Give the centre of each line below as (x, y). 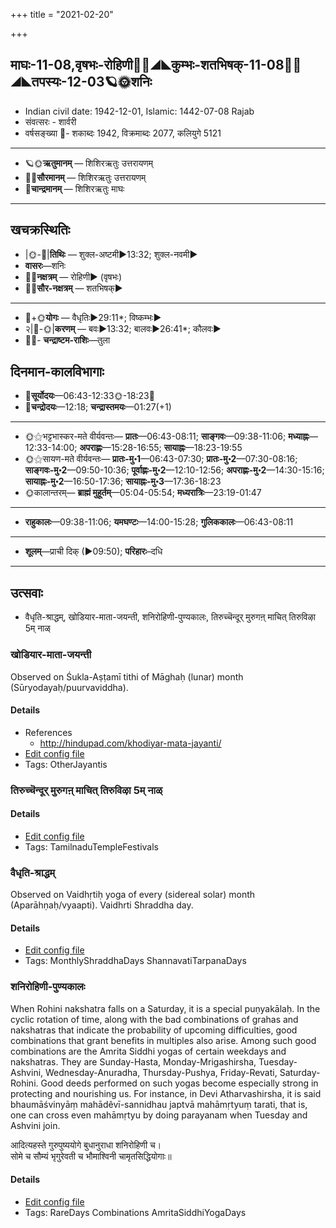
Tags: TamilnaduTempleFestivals (91, 846)
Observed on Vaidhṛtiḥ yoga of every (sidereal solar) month (133, 895)
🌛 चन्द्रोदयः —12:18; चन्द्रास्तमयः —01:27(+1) (98, 407)
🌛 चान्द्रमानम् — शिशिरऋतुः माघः (74, 188)
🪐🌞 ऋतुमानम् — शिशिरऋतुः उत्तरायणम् (89, 163)
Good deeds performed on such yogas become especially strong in (179, 1083)
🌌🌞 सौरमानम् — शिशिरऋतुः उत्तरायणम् (85, 177)
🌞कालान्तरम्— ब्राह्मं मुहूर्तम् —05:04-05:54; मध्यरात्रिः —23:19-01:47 (143, 493)
